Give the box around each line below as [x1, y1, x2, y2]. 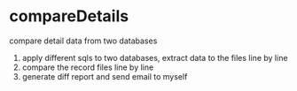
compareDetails [9, 6, 129, 27]
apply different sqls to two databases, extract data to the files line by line [21, 52, 288, 63]
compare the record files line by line [21, 62, 154, 72]
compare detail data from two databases [9, 35, 158, 46]
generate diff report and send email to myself [21, 71, 188, 81]
